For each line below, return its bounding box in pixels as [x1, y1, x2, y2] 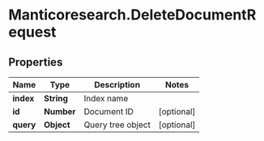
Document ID [83, 106, 134, 117]
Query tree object [83, 119, 151, 130]
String [43, 93, 69, 104]
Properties [8, 55, 63, 69]
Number [43, 106, 76, 117]
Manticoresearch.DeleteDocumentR [8, 6, 257, 24]
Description [94, 79, 140, 90]
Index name [83, 93, 129, 104]
